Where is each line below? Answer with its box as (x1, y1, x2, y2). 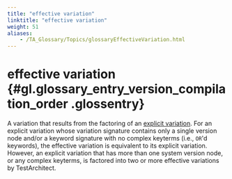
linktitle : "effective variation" (7, 17, 108, 24)
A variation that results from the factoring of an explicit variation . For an (7, 120, 212, 128)
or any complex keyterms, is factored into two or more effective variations (7, 157, 219, 165)
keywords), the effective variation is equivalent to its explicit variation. (7, 141, 208, 150)
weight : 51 (7, 23, 39, 30)
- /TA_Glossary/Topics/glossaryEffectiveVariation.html (20, 36, 186, 43)
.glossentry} (70, 96, 145, 112)
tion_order (7, 96, 68, 112)
